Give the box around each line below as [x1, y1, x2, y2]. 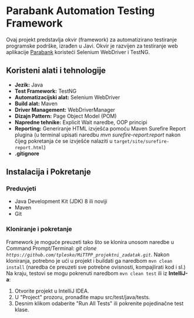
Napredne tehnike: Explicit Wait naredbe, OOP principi [14, 119, 148, 126]
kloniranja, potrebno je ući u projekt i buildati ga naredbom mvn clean [6, 257, 172, 264]
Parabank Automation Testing [6, 4, 155, 18]
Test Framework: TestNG [14, 87, 77, 95]
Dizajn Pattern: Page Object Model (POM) [14, 112, 117, 119]
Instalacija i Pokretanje [6, 167, 91, 177]
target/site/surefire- [113, 138, 169, 145]
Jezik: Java [14, 81, 43, 88]
